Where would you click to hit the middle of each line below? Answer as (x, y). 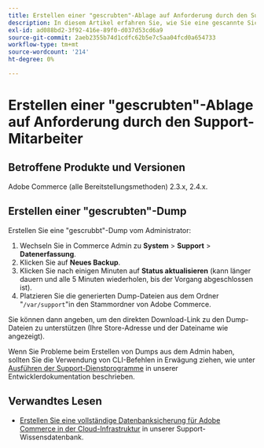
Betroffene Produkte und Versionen (97, 167)
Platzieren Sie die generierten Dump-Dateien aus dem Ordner (119, 295)
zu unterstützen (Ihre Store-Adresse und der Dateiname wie (132, 328)
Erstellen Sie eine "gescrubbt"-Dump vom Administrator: (100, 230)
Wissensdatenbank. (51, 437)
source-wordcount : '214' (49, 52)
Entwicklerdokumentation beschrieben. (71, 376)
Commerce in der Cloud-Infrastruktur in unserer (97, 428)
